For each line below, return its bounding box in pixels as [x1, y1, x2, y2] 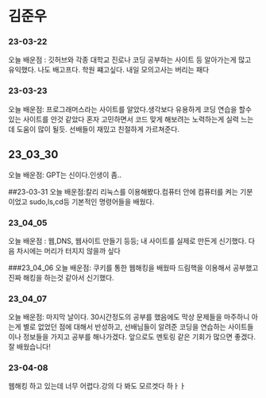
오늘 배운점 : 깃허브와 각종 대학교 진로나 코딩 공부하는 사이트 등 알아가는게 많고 [8, 55, 252, 64]
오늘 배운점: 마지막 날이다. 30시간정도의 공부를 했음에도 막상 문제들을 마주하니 [8, 312, 250, 322]
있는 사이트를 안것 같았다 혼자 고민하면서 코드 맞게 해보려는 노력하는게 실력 [8, 114, 240, 124]
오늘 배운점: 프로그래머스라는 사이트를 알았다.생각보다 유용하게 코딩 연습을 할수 [8, 104, 253, 114]
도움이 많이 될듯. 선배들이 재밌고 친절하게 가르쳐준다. [16, 124, 180, 133]
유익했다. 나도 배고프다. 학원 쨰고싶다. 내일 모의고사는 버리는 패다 [8, 65, 210, 75]
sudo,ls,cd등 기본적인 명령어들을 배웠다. [29, 196, 155, 207]
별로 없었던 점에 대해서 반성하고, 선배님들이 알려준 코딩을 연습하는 [22, 323, 226, 332]
